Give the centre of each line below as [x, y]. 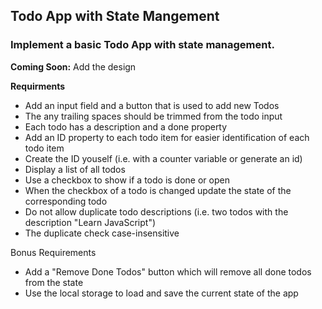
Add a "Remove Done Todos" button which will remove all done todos [168, 271]
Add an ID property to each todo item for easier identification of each [167, 137]
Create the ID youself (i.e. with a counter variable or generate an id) [163, 158]
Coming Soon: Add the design [73, 66]
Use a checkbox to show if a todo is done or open [127, 180]
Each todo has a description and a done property [126, 126]
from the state [54, 282]
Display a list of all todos [75, 169]
